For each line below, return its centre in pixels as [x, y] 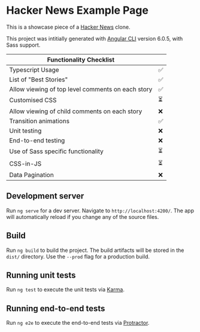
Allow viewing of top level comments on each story [81, 89]
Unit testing [25, 130]
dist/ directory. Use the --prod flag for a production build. [78, 256]
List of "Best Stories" [39, 80]
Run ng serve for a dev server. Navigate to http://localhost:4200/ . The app [100, 211]
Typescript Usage [34, 69]
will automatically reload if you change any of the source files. [83, 217]
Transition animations [40, 121]
